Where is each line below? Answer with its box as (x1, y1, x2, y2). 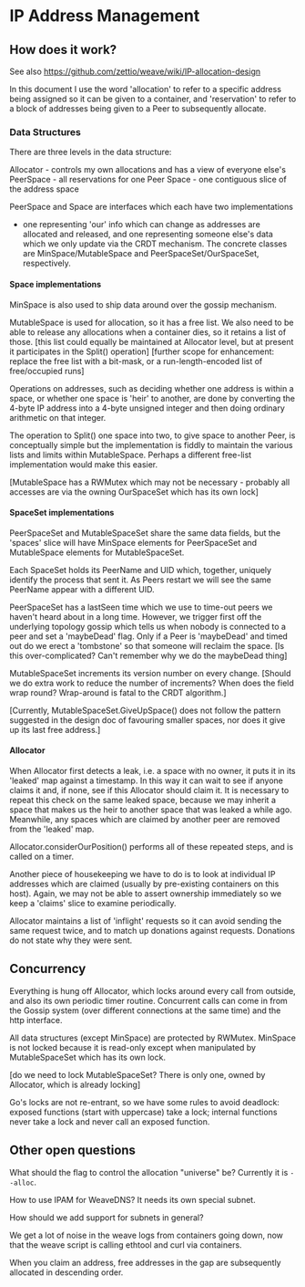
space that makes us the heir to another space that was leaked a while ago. (9, 804, 293, 815)
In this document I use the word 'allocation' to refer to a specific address (9, 84, 282, 94)
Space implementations (9, 278, 102, 289)
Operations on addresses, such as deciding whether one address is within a (9, 382, 294, 393)
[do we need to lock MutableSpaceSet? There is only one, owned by (9, 1069, 266, 1080)
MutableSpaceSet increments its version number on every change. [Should (9, 667, 291, 678)
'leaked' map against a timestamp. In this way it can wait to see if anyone (9, 775, 284, 786)
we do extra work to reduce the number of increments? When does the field (9, 677, 294, 688)
